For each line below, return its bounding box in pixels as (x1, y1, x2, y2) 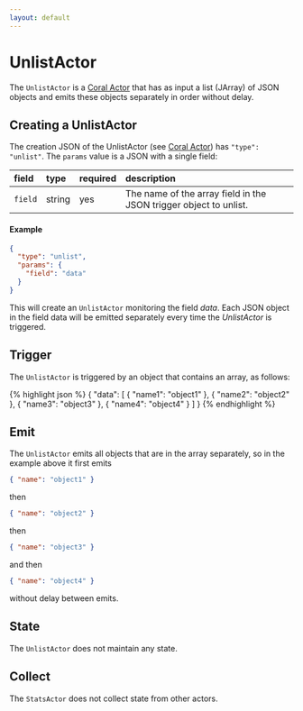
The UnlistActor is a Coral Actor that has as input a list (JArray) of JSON (9, 82, 280, 93)
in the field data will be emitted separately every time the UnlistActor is (9, 312, 272, 323)
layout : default (9, 13, 70, 23)
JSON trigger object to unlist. (124, 199, 249, 212)
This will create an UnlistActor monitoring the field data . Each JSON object (9, 302, 290, 313)
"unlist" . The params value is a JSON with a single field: (9, 150, 218, 162)
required (78, 172, 117, 185)
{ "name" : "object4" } (9, 577, 95, 586)
